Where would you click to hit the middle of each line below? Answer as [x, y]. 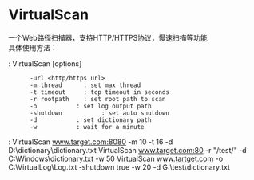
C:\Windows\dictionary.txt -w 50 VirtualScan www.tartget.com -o [116, 158]
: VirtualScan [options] [45, 63]
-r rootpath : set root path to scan [97, 99]
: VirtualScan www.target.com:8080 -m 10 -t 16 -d [91, 142]
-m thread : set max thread [85, 85]
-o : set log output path [90, 106]
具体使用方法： [33, 47]
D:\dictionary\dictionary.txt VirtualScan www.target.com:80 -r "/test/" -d [127, 150]
